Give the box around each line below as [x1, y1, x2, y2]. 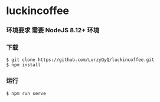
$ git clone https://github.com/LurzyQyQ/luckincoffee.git [6, 57, 155, 63]
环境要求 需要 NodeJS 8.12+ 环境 [6, 26, 99, 35]
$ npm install [6, 62, 41, 68]
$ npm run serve [6, 90, 46, 96]
